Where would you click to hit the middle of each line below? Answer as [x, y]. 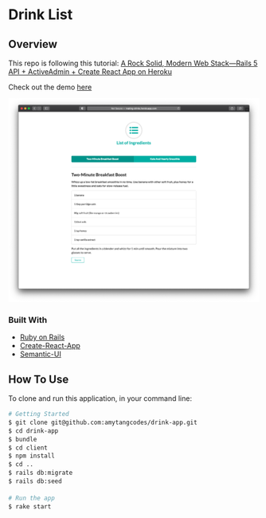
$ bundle [23, 439]
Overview [33, 44]
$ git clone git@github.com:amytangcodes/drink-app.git [103, 422]
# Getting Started [39, 414]
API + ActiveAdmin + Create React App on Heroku [90, 72]
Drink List [41, 15]
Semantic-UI [40, 354]
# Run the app [32, 498]
